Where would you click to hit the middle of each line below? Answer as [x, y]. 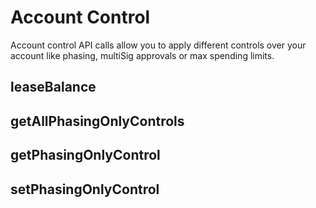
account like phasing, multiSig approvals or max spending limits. [142, 55]
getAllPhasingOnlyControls [97, 121]
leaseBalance [53, 87]
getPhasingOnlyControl [85, 155]
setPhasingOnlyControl [85, 189]
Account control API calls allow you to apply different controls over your [158, 45]
